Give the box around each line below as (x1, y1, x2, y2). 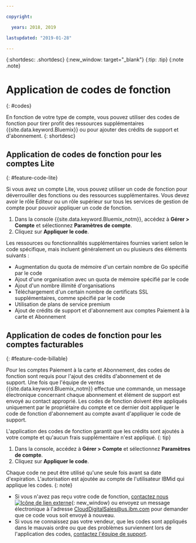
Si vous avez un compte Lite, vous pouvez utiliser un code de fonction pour (6, 186, 188, 193)
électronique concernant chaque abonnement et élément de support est (6, 391, 180, 398)
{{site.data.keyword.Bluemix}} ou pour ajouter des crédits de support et (6, 126, 179, 133)
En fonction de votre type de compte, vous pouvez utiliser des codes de (6, 114, 180, 121)
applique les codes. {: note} (6, 481, 73, 488)
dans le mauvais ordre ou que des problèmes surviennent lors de (14, 524, 171, 531)
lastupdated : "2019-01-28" (6, 35, 72, 41)
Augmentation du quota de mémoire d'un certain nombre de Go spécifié (14, 264, 189, 271)
